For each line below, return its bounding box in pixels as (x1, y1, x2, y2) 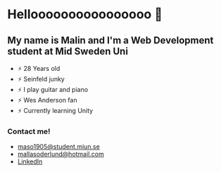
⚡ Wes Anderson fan (17, 96, 77, 104)
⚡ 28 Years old (17, 65, 61, 72)
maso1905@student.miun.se (17, 143, 100, 151)
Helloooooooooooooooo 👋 (7, 6, 163, 22)
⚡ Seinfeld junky (17, 75, 65, 83)
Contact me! (7, 126, 51, 136)
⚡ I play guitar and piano (17, 86, 89, 93)
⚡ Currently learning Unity (17, 107, 94, 114)
